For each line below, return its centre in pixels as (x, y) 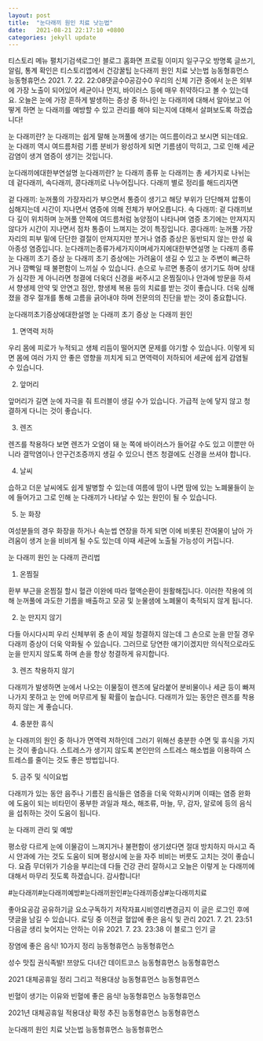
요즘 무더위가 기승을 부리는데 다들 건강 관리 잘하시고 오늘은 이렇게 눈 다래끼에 (137, 866)
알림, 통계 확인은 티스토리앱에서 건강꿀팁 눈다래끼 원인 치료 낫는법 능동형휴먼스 (129, 71)
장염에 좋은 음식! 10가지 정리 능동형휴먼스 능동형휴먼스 (91, 946)
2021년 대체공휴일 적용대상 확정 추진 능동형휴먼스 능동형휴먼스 (104, 1013)
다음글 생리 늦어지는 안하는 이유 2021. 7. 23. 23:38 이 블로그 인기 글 (112, 929)
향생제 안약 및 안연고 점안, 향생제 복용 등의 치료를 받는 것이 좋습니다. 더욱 (128, 288)
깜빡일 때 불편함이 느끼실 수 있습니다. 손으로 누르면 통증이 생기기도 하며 (131, 268)
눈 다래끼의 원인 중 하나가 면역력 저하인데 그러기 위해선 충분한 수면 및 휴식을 (124, 740)
